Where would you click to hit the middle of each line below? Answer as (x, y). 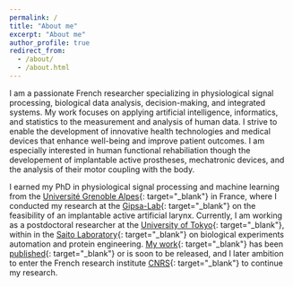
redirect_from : (38, 51)
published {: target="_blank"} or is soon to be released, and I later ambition (146, 253)
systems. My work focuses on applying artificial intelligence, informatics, (144, 112)
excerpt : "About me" (48, 34)
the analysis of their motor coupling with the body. (102, 169)
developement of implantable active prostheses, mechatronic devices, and (147, 160)
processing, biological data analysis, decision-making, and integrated (138, 102)
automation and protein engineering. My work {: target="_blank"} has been (146, 244)
